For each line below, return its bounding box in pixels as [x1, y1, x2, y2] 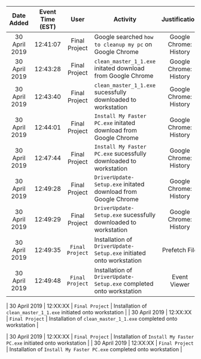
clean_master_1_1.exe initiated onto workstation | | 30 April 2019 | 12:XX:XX [6, 309, 192, 316]
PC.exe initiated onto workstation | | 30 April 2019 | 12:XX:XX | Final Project [6, 339, 194, 346]
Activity [113, 15, 136, 23]
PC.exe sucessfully [94, 150, 147, 157]
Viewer [170, 281, 190, 288]
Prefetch [162, 246, 187, 254]
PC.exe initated [94, 119, 136, 127]
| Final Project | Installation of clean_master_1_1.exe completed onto [6, 315, 178, 322]
